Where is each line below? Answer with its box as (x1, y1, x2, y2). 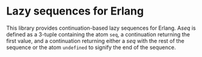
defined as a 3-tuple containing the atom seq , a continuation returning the (6, 30, 190, 38)
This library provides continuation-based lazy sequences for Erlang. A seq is (6, 24, 196, 32)
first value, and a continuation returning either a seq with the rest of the (6, 37, 185, 44)
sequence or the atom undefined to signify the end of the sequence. (6, 44, 176, 51)
